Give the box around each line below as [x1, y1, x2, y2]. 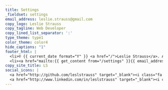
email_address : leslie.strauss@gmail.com [5, 16, 93, 21]
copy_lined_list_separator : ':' [5, 30, 72, 35]
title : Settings [5, 7, 39, 12]
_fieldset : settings [5, 12, 48, 17]
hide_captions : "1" [5, 44, 46, 49]
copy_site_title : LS [5, 63, 48, 68]
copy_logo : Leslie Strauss [5, 21, 61, 26]
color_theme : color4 [5, 40, 48, 45]
